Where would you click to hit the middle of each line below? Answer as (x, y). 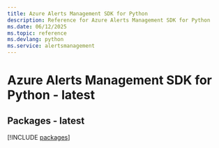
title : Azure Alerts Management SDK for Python (78, 14)
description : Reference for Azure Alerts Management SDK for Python (109, 20)
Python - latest (51, 95)
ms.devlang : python (36, 40)
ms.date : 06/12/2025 (37, 26)
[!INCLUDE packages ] (39, 137)
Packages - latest (46, 121)
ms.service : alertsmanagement (51, 46)
